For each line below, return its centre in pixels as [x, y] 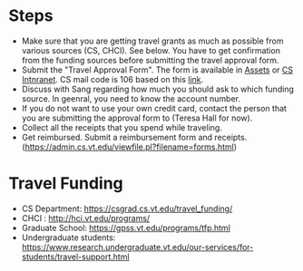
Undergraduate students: [68, 237]
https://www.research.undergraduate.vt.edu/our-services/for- [137, 247]
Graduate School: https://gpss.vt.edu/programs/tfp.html [126, 227]
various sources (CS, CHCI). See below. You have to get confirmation [151, 50]
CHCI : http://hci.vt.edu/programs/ [86, 218]
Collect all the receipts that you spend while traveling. [122, 127]
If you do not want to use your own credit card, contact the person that [154, 108]
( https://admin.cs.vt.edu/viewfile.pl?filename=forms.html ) [129, 147]
